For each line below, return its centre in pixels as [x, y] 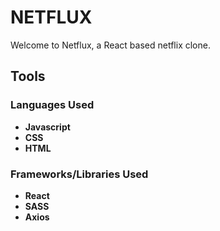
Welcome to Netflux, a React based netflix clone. [110, 45]
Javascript [47, 127]
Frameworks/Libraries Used [79, 174]
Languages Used [52, 105]
